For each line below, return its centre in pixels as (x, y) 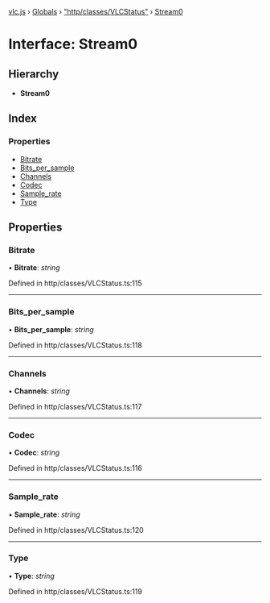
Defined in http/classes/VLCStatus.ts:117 (75, 406)
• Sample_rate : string (44, 514)
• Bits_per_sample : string (51, 329)
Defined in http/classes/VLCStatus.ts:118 (76, 345)
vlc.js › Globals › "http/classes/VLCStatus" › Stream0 (96, 12)
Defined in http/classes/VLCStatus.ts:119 (76, 591)
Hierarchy (34, 74)
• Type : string (31, 576)
